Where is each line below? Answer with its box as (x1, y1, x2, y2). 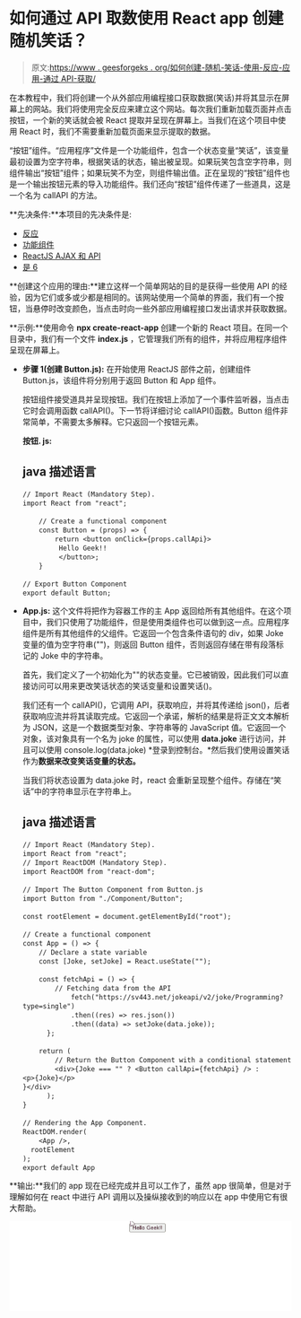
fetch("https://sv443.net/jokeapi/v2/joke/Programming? (70, 992, 284, 1001)
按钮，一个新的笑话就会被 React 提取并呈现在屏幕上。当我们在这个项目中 (9, 114, 279, 126)
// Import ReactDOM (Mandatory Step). (21, 858, 168, 867)
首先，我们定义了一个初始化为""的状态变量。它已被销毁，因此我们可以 (21, 669, 281, 680)
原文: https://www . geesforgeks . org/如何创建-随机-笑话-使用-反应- (30, 62, 283, 73)
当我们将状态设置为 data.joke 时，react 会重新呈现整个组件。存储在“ (21, 774, 274, 785)
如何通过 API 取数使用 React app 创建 (9, 8, 284, 29)
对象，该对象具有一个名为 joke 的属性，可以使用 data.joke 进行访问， (21, 733, 279, 744)
